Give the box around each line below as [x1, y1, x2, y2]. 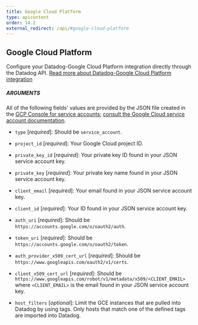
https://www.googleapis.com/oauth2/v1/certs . [14, 258, 129, 266]
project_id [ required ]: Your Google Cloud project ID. [14, 140, 144, 147]
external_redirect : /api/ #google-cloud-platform [6, 25, 129, 31]
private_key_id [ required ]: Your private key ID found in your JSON [14, 152, 177, 159]
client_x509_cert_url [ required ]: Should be [14, 270, 122, 277]
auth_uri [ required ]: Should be [14, 216, 90, 223]
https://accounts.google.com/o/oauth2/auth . [14, 223, 126, 230]
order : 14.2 [6, 20, 36, 26]
